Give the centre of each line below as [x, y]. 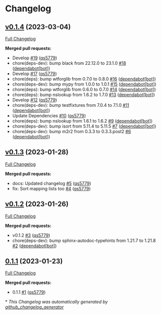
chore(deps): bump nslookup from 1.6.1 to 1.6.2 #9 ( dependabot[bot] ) [82, 121]
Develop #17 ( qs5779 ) [35, 74]
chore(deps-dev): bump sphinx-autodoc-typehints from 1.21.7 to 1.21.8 [84, 240]
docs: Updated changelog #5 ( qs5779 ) [52, 183]
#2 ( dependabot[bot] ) [34, 246]
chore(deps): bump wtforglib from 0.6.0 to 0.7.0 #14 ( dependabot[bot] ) [84, 89]
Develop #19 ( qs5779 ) [35, 58]
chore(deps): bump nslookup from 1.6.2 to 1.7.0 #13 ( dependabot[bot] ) [83, 95]
